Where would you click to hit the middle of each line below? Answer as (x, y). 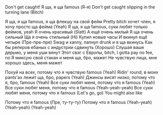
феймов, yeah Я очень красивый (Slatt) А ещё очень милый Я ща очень (79, 32)
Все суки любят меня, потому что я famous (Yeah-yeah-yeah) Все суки (79, 88)
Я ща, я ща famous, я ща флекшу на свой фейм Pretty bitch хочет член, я (80, 22)
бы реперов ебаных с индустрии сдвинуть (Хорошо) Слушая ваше (75, 47)
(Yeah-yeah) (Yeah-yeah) (31, 107)
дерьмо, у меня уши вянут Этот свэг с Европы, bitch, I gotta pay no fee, (79, 52)
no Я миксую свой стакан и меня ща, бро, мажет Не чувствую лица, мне (81, 57)
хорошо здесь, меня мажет (34, 63)
